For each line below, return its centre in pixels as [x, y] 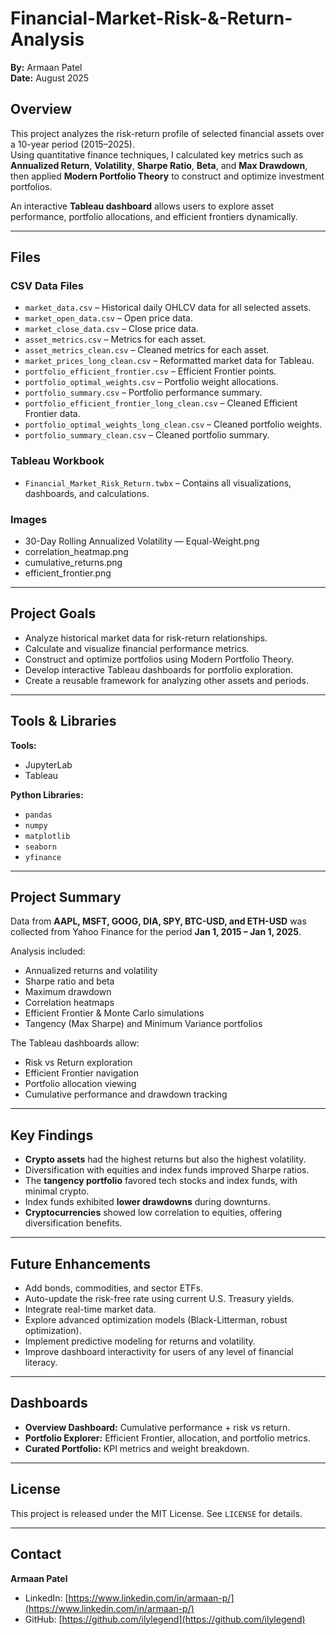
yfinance [43, 857]
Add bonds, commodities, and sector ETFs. [113, 1288]
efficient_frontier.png [68, 573]
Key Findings [52, 1135]
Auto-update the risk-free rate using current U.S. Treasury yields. [159, 1299]
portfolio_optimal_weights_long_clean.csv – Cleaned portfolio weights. [173, 424]
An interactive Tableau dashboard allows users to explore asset [142, 206]
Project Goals [53, 613]
